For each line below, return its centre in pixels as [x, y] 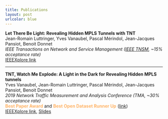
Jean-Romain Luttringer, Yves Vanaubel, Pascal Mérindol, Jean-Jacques [80, 38]
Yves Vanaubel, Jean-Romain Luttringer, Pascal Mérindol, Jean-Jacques [80, 85]
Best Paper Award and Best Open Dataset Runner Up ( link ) [67, 106]
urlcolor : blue [21, 19]
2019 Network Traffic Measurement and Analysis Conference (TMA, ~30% [82, 95]
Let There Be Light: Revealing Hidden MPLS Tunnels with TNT [70, 33]
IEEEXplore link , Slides [28, 111]
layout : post [19, 14]
